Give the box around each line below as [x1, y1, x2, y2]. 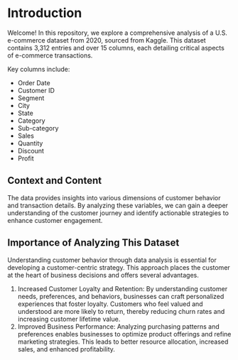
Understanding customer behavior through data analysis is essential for [7, 256, 217, 264]
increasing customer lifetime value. [17, 315, 121, 323]
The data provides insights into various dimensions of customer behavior [7, 193, 221, 202]
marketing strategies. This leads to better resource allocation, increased [17, 337, 229, 346]
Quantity [17, 138, 43, 147]
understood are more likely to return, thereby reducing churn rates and [17, 307, 225, 315]
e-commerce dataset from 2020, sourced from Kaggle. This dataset [7, 36, 206, 44]
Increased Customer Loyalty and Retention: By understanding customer [17, 284, 228, 293]
